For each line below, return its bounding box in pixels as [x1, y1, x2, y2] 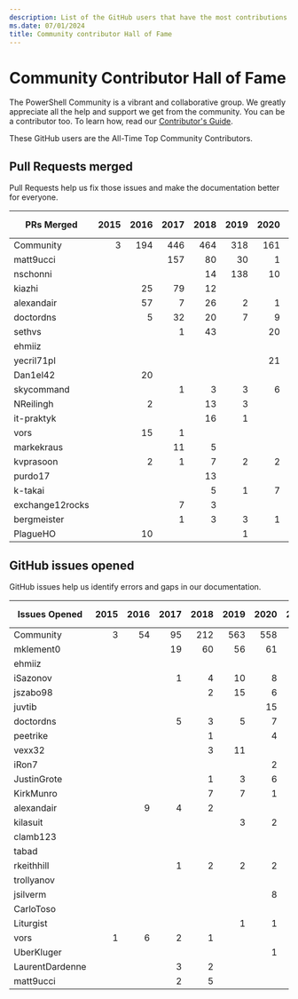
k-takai [13, 485, 45, 497]
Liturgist [13, 916, 48, 929]
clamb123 [13, 830, 57, 843]
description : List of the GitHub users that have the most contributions [9, 12, 288, 22]
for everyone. [9, 192, 59, 202]
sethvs [13, 326, 42, 338]
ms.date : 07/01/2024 [9, 21, 86, 30]
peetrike [13, 729, 49, 741]
